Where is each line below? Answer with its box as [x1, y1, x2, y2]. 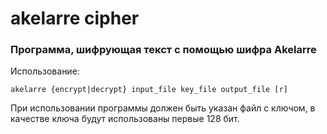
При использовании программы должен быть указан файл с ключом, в [10, 102, 316, 114]
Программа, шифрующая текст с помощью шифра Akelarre [10, 43, 317, 57]
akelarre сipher [10, 7, 140, 30]
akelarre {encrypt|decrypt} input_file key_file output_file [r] [10, 85, 288, 95]
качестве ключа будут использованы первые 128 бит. [10, 113, 240, 125]
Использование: [10, 65, 80, 77]
